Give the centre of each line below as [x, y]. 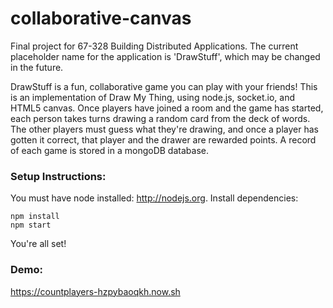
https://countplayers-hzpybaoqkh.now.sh [95, 291]
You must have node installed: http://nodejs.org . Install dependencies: [154, 198]
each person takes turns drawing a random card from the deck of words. [160, 118]
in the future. [37, 67]
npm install [35, 217]
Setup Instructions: [58, 176]
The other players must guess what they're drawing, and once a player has [164, 129]
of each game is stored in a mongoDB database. [109, 150]
